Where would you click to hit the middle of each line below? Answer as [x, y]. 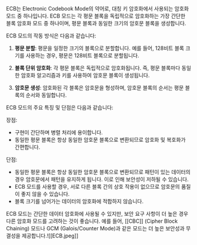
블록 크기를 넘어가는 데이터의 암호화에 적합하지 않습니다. [79, 201]
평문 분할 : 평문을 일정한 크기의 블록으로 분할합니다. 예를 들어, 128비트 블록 [99, 48]
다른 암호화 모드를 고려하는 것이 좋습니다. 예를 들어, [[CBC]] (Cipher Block [92, 221]
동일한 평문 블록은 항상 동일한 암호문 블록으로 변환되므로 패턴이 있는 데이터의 [103, 172]
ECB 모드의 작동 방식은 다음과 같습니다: [51, 36]
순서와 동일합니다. [46, 95]
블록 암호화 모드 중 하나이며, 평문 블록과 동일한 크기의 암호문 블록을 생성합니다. [96, 23]
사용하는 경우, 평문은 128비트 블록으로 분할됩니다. [82, 55]
